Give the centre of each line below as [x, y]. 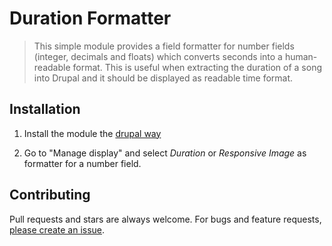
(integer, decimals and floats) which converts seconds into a [158, 56]
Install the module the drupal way [92, 133]
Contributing [50, 195]
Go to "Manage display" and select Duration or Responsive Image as [165, 153]
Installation [45, 109]
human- [301, 56]
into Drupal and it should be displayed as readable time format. [163, 78]
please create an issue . [57, 229]
